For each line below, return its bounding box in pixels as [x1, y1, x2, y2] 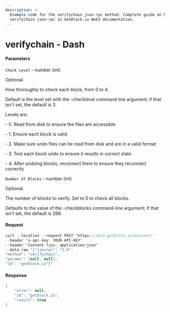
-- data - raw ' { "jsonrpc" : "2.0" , [5, 247, 73, 252]
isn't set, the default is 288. [5, 210, 62, 216]
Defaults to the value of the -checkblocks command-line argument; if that [5, 205, 159, 211]
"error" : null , [14, 288, 47, 293]
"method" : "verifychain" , [5, 252, 60, 257]
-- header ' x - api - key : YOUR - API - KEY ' [5, 238, 82, 243]
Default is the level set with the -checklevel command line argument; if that [5, 96, 161, 102]
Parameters [5, 56, 30, 62]
